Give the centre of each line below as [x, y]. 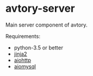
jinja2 [20, 54]
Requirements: [23, 36]
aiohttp [23, 60]
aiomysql [25, 66]
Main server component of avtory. [46, 25]
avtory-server [40, 9]
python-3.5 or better [39, 47]
